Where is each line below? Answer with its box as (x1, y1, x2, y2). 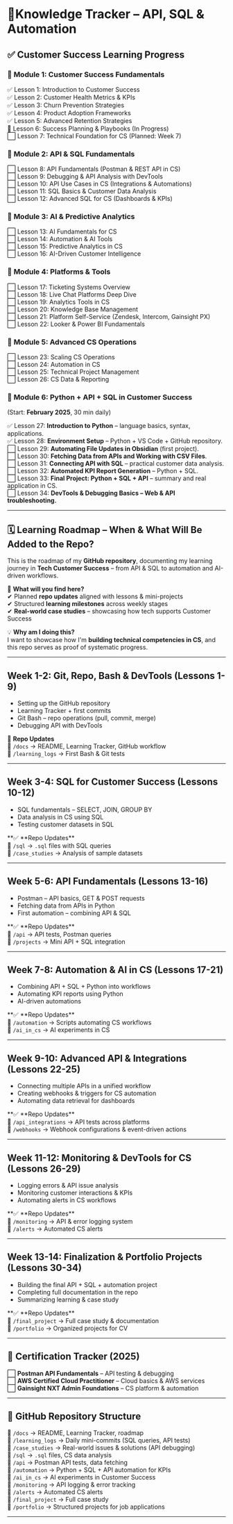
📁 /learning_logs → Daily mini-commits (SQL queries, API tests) (7, 1436, 191, 1445)
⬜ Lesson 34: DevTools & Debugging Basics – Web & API (7, 489, 175, 498)
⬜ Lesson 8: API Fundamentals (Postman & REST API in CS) (7, 165, 181, 173)
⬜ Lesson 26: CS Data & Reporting (7, 375, 110, 384)
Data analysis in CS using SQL (17, 812, 104, 821)
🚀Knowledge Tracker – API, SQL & (7, 6, 205, 22)
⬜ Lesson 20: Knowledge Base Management (7, 305, 139, 313)
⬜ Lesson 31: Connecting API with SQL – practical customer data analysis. (7, 459, 224, 468)
